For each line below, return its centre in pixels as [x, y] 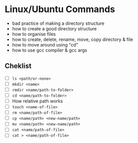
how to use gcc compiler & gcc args [50, 50]
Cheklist [18, 66]
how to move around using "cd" [45, 44]
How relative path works [37, 101]
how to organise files [34, 34]
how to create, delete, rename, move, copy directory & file [73, 39]
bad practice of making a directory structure [58, 23]
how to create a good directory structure [54, 28]
